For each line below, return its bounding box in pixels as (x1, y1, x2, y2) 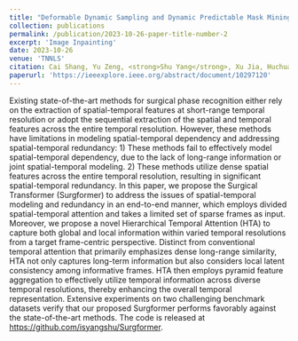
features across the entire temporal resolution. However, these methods (9, 123, 272, 134)
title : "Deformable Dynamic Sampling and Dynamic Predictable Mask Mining (9, 12, 292, 22)
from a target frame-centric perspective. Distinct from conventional (9, 236, 255, 247)
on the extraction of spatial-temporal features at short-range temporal (9, 104, 265, 115)
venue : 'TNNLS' (9, 54, 66, 63)
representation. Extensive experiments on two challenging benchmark (9, 293, 265, 304)
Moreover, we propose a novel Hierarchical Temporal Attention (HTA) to (9, 218, 271, 228)
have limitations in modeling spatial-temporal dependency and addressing (9, 132, 280, 143)
